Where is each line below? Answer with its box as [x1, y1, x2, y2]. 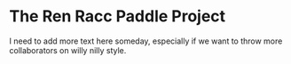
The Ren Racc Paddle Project [9, 6, 226, 27]
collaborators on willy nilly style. [9, 44, 127, 55]
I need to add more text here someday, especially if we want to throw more [9, 36, 283, 46]
